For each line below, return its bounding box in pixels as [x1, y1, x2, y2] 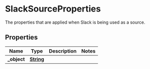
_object [7, 55, 25, 62]
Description [48, 47, 77, 54]
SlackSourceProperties [5, 3, 101, 14]
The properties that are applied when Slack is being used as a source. [5, 19, 146, 25]
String [29, 55, 44, 62]
